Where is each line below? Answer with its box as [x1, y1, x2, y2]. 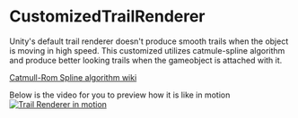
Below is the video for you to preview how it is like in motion [9, 89, 231, 100]
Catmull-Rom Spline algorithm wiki [9, 72, 137, 82]
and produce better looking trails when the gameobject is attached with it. [9, 55, 283, 65]
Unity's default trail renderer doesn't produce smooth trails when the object [9, 36, 289, 46]
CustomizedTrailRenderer [9, 6, 206, 27]
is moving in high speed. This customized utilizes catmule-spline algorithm [9, 45, 285, 55]
